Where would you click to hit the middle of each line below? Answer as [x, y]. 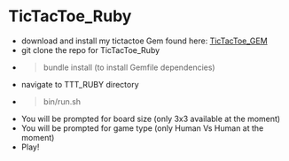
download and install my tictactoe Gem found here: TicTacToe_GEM [144, 41]
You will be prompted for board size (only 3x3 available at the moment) [151, 119]
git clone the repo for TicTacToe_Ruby [90, 50]
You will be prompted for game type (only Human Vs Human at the [142, 128]
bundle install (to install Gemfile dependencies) [129, 67]
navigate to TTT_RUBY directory [80, 84]
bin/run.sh [62, 101]
